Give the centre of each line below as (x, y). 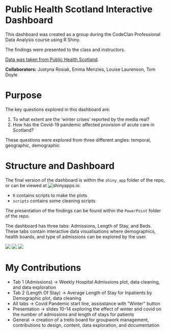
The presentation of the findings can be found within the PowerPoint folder (83, 210)
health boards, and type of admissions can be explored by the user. (76, 237)
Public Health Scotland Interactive (79, 9)
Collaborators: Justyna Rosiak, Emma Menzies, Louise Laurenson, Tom (80, 69)
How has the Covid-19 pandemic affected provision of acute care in (83, 124)
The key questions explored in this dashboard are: (58, 109)
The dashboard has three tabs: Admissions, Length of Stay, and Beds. (78, 226)
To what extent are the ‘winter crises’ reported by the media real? (81, 119)
